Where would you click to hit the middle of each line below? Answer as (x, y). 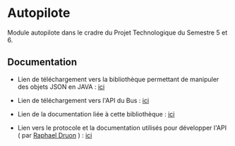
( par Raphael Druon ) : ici (55, 135)
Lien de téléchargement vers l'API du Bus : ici (83, 100)
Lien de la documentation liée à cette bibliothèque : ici (96, 114)
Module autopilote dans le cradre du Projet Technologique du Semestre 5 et (117, 32)
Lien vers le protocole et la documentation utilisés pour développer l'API (122, 128)
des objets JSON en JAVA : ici (61, 87)
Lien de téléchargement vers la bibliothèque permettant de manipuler (118, 79)
